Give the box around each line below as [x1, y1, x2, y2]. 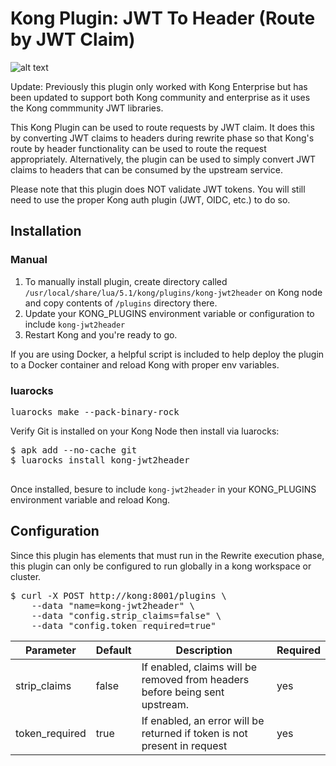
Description [175, 643, 233, 657]
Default [95, 643, 132, 657]
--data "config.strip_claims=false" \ [31, 610, 222, 621]
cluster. [10, 570, 42, 582]
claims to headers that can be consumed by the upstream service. [10, 163, 283, 176]
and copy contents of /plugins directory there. [24, 297, 218, 309]
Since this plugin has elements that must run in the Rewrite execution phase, [10, 549, 325, 561]
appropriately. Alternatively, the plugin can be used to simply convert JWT [10, 153, 317, 165]
